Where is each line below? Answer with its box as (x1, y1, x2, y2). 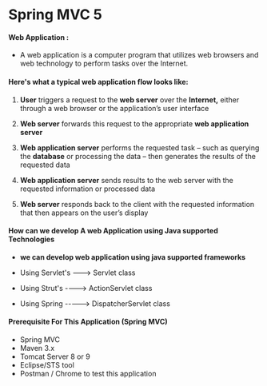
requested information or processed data (19, 184, 156, 193)
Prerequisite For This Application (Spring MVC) (8, 317, 168, 327)
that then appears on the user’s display (19, 208, 149, 217)
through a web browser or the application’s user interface (19, 103, 209, 113)
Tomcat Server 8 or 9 (19, 352, 90, 361)
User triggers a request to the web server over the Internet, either (19, 94, 240, 105)
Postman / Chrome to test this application (19, 369, 157, 378)
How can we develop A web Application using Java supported (8, 226, 218, 236)
